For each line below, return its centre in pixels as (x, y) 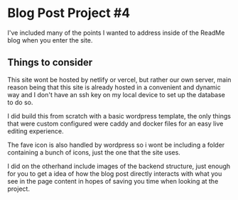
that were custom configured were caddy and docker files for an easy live (115, 123)
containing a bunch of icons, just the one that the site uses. (94, 152)
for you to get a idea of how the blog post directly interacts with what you (115, 173)
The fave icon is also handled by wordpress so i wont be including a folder (116, 145)
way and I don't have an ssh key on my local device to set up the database (117, 94)
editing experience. (36, 131)
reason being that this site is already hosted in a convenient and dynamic (114, 87)
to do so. (20, 102)
